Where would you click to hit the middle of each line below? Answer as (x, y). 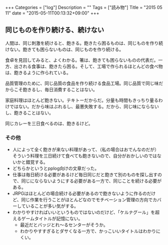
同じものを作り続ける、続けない (55, 30)
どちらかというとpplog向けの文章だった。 (56, 168)
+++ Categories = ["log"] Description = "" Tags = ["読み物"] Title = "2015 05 (84, 7)
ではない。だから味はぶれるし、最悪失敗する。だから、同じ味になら (80, 106)
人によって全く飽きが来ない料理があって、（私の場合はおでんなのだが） (86, 150)
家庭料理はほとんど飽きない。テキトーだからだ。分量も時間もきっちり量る (82, 100)
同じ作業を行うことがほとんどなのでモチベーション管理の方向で (87, 200)
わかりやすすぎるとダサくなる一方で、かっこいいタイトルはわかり (88, 231)
